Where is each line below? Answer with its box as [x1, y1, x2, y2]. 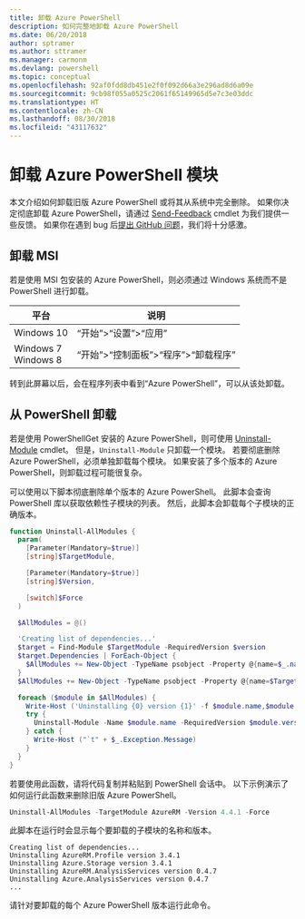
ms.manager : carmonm [9, 55, 88, 64]
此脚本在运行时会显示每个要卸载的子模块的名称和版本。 [9, 825, 216, 836]
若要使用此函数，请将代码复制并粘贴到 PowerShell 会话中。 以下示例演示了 [9, 777, 289, 789]
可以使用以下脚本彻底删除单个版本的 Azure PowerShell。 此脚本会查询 [9, 486, 271, 497]
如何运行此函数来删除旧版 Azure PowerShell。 [9, 789, 182, 800]
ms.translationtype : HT [9, 97, 100, 107]
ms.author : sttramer [9, 47, 88, 56]
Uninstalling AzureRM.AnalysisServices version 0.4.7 [9, 867, 218, 876]
